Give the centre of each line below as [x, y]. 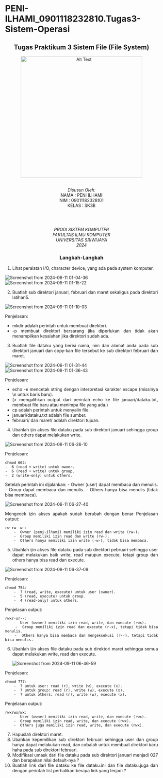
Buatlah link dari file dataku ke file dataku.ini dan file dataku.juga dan [85, 765]
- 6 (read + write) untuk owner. [40, 467]
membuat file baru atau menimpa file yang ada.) [60, 405]
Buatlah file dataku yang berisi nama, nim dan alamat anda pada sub [85, 346]
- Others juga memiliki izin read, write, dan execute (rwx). [79, 725]
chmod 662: [16, 463]
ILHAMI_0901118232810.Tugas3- [73, 19]
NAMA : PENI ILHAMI [81, 195]
